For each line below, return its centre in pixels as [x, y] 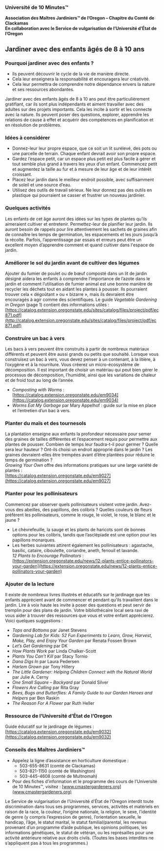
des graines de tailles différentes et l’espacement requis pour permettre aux [81, 439]
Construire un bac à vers [35, 338]
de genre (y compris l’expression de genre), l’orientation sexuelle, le [73, 817]
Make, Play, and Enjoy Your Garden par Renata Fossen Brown [74, 641]
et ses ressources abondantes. [43, 89]
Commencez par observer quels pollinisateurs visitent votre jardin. [72, 504]
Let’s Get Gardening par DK [40, 646]
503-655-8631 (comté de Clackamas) [57, 766]
